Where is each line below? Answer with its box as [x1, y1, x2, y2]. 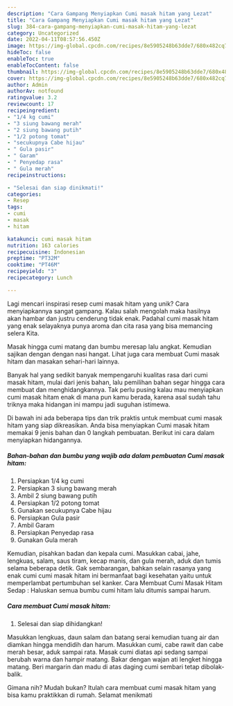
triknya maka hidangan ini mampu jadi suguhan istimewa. [7, 400, 171, 409]
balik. [7, 670, 23, 678]
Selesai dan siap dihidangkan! [17, 619, 103, 627]
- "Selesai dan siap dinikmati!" [7, 184, 104, 191]
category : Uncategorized [7, 29, 79, 37]
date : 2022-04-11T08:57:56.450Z [7, 36, 101, 43]
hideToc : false [7, 49, 51, 56]
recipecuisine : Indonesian [7, 248, 85, 256]
